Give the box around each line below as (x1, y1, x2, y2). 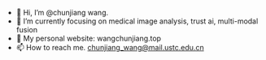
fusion (15, 25, 38, 34)
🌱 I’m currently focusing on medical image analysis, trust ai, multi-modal (15, 16, 259, 26)
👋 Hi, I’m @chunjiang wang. (15, 8, 108, 17)
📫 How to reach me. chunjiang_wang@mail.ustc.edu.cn (15, 43, 205, 52)
